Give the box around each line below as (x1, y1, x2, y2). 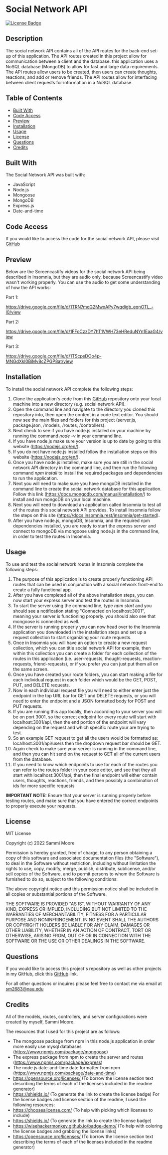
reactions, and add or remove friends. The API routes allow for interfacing (5, 74, 157, 80)
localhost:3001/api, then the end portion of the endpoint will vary (12, 719, 146, 725)
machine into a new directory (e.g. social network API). (12, 401, 126, 407)
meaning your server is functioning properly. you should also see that (12, 613, 156, 619)
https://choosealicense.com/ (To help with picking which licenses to (12, 1107, 153, 1113)
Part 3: (5, 343, 19, 349)
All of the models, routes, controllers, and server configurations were (5, 1013, 148, 1020)
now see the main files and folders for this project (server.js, (12, 417, 137, 423)
